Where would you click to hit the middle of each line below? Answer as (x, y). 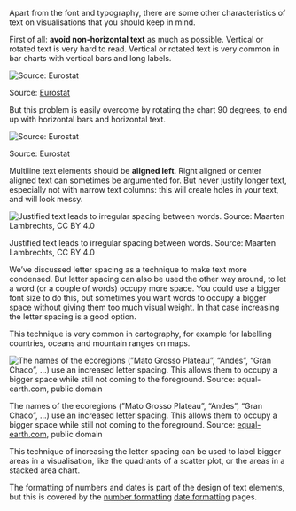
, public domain (75, 434)
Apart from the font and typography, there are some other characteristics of (148, 13)
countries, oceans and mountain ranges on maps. (100, 343)
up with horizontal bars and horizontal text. (88, 119)
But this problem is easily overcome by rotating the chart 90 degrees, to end (148, 110)
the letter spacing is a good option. (73, 317)
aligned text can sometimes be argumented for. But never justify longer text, (148, 180)
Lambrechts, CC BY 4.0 (52, 252)
